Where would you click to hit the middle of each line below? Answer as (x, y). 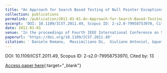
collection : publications (32, 14)
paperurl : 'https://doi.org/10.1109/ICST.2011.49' (59, 37)
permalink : (16, 19)
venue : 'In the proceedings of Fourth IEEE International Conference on (82, 33)
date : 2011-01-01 (23, 28)
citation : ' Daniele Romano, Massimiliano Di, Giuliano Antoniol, (78, 42)
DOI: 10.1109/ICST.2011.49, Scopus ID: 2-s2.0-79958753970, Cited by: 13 (80, 56)
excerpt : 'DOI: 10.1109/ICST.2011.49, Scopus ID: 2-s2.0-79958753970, (80, 23)
